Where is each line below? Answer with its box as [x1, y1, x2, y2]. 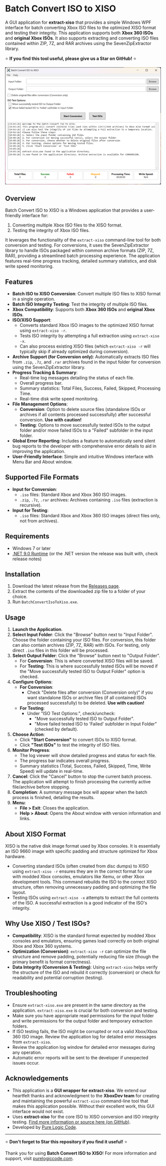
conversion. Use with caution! [19, 417, 82, 423]
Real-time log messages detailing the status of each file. [19, 375, 134, 381]
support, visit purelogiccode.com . [5, 1155, 74, 1161]
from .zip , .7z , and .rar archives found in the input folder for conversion [12, 359, 161, 365]
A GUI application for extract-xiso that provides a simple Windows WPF [5, 19, 152, 25]
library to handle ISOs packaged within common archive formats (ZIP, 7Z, [5, 248, 154, 254]
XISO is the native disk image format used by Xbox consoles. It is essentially [5, 843, 161, 849]
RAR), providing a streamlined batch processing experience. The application [5, 253, 161, 259]
